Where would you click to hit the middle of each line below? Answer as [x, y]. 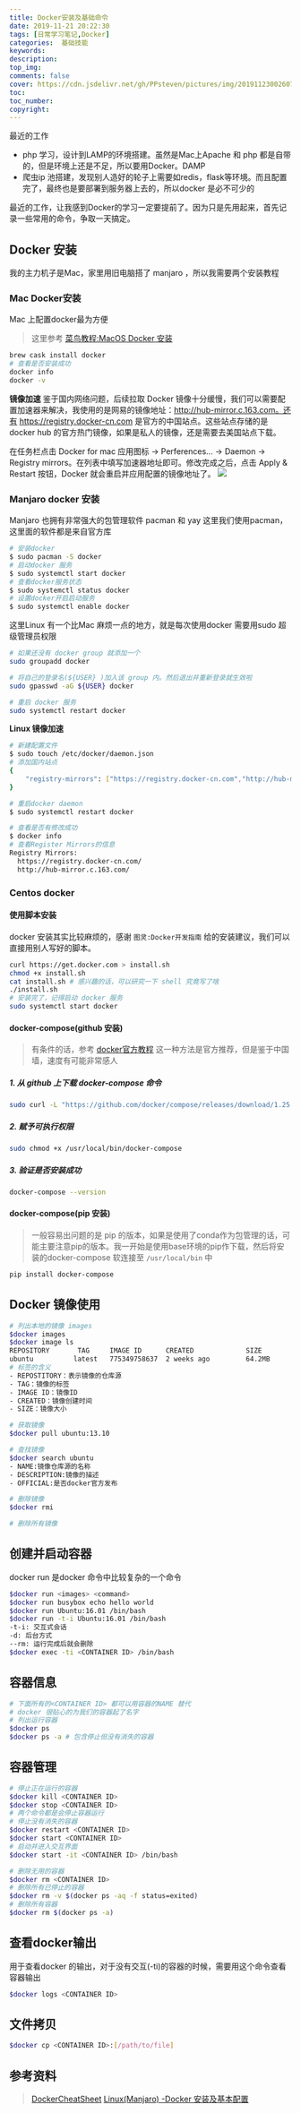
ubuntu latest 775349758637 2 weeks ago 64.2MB [140, 1359]
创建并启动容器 [51, 1554]
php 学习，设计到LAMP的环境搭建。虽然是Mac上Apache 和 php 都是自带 [156, 155]
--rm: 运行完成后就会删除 [52, 1645]
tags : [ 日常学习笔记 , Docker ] [60, 34]
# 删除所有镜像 [34, 1524]
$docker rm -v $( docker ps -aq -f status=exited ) [104, 1896]
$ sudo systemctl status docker [69, 590]
